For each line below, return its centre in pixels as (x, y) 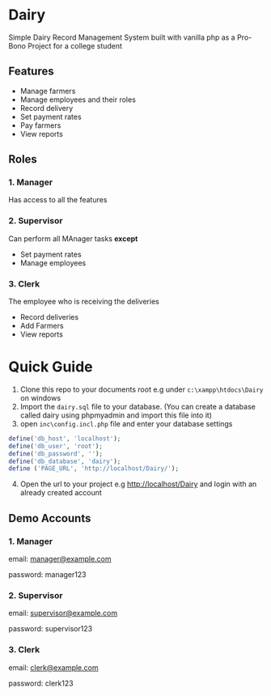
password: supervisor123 (51, 629)
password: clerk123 (41, 683)
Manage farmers (48, 91)
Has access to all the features (58, 200)
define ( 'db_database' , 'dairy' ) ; (65, 461)
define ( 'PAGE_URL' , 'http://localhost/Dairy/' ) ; (94, 469)
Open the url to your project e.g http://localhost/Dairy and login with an (138, 484)
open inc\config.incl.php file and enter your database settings (126, 423)
